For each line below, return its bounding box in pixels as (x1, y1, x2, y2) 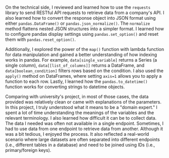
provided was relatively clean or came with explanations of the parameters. (5, 99, 161, 105)
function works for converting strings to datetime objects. (5, 84, 125, 90)
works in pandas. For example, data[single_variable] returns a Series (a (5, 57, 157, 63)
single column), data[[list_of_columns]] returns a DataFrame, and (5, 63, 145, 68)
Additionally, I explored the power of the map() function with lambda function (5, 46, 164, 52)
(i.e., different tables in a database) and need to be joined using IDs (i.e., (5, 142, 155, 148)
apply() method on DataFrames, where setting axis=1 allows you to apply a (5, 73, 162, 79)
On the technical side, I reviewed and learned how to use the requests (5, 5, 151, 10)
